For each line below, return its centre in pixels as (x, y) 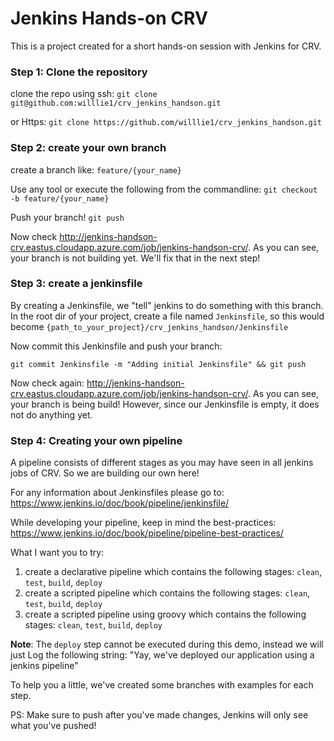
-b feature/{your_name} (60, 198)
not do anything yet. (51, 414)
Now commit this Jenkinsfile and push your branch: (116, 346)
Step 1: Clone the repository (79, 72)
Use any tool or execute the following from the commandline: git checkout (164, 189)
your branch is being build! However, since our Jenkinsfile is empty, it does (165, 404)
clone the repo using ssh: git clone (84, 94)
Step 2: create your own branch (88, 148)
